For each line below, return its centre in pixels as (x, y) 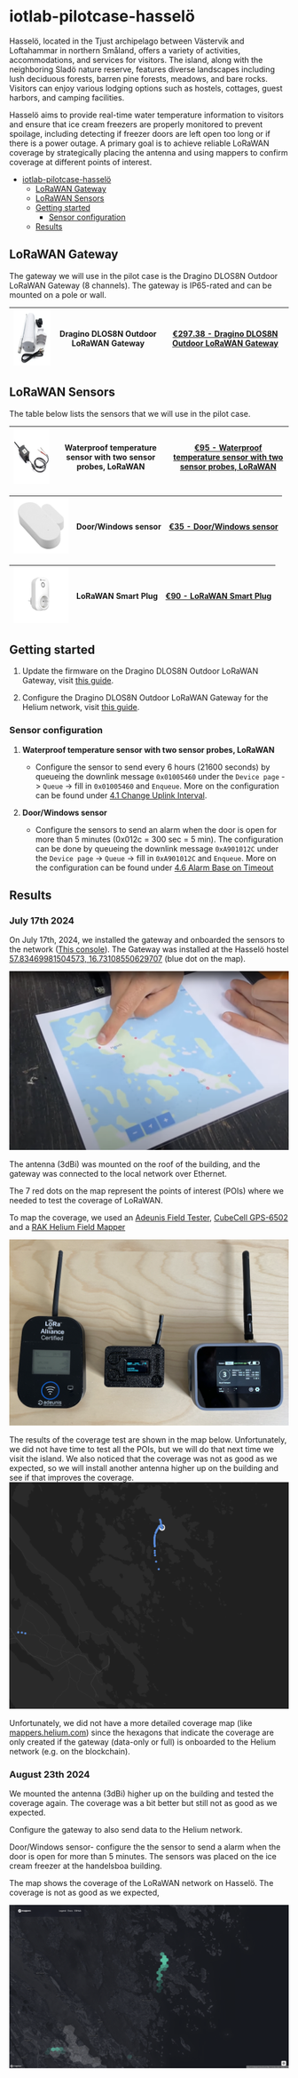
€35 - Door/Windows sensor (223, 527)
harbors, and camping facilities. (67, 97)
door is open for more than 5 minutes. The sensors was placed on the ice (143, 1857)
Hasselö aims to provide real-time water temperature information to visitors (146, 115)
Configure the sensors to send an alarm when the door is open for (156, 829)
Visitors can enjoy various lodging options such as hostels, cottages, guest (146, 88)
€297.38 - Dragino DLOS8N (225, 333)
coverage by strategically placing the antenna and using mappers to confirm (149, 152)
